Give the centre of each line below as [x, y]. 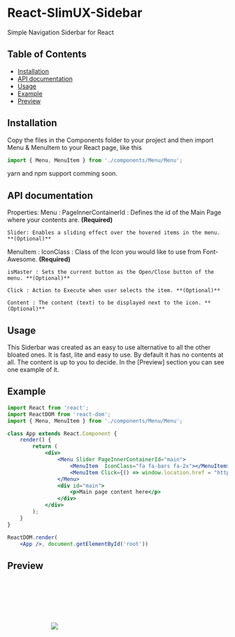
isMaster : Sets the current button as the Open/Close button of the [111, 272]
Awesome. [22, 259]
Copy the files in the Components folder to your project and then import [111, 140]
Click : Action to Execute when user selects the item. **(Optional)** [114, 291]
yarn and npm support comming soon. [62, 174]
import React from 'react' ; [48, 408]
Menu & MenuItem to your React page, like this [74, 147]
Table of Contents [47, 54]
